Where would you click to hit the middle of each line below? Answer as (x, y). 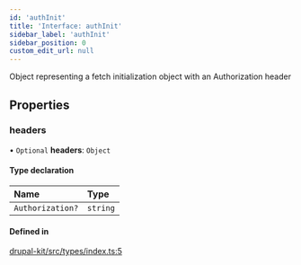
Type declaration (42, 171)
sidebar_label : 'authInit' (60, 34)
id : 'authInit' (38, 18)
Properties (40, 105)
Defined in (29, 231)
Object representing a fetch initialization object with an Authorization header (150, 76)
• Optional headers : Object (60, 150)
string (101, 208)
